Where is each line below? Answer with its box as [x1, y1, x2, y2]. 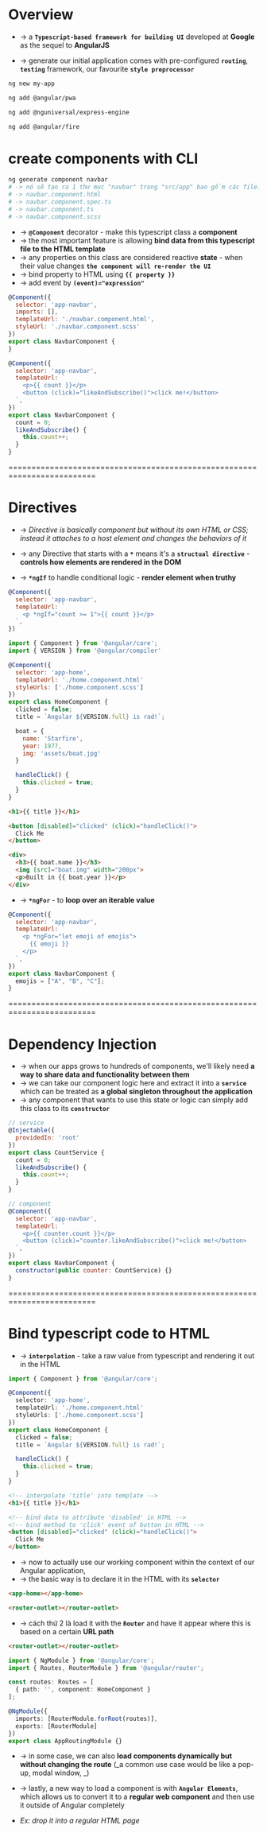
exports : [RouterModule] [15, 1722, 98, 1730]
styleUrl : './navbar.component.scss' [15, 323, 141, 331]
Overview [8, 6, 74, 24]
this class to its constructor [19, 1104, 110, 1113]
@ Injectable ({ [8, 1127, 56, 1135]
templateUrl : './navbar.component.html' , [15, 316, 155, 324]
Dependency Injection [8, 1035, 157, 1053]
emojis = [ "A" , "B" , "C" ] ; [15, 977, 105, 985]
